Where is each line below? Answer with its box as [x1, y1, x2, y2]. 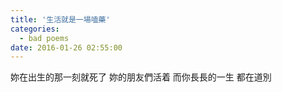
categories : [10, 24, 60, 34]
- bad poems [19, 33, 70, 43]
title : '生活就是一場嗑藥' [10, 14, 111, 25]
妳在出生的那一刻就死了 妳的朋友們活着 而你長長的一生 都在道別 [10, 71, 272, 83]
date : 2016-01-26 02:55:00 [10, 42, 123, 53]
